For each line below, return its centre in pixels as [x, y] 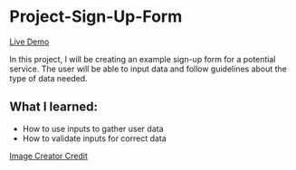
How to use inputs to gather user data [93, 128]
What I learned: [53, 107]
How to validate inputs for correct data [95, 138]
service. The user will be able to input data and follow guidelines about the [148, 69]
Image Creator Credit [49, 156]
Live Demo [29, 42]
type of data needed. [48, 78]
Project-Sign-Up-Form [96, 17]
